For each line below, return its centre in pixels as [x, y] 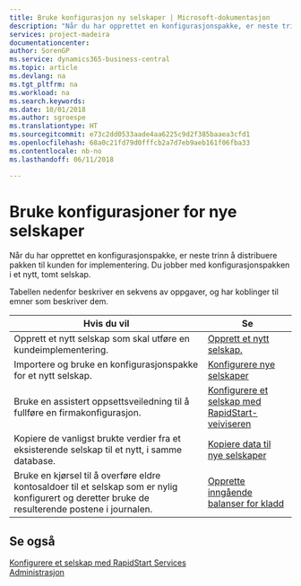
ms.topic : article [43, 68]
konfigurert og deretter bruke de [82, 498]
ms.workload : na [39, 92]
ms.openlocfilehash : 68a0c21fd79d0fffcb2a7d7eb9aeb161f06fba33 [130, 143]
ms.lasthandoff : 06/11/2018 [62, 159]
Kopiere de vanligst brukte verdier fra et [98, 439]
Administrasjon [37, 573]
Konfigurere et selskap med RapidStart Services [98, 563]
